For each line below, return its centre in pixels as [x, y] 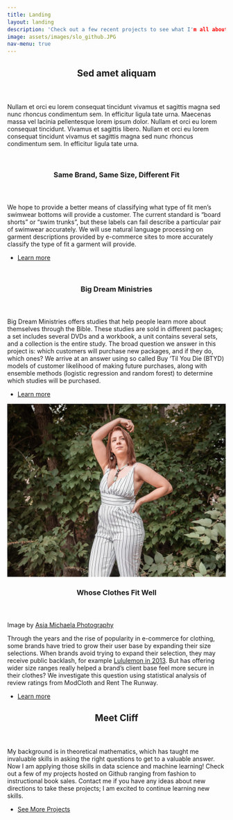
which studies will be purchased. [54, 381]
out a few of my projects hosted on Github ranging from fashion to [102, 774]
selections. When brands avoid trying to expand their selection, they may [112, 653]
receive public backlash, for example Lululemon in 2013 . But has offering [111, 660]
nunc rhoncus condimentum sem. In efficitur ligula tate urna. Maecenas [109, 114]
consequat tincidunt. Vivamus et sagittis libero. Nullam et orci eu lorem [108, 129]
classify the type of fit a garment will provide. [72, 244]
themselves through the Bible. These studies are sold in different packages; [115, 329]
